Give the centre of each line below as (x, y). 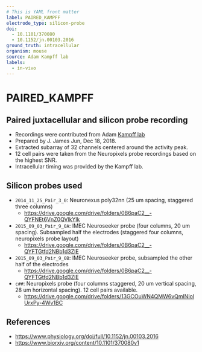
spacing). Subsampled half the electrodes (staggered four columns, (99, 232)
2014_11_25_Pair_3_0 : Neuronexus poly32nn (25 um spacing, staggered (104, 200)
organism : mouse (27, 51)
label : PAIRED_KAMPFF (33, 18)
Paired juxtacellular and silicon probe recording (97, 120)
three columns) (34, 206)
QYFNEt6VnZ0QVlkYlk (52, 219)
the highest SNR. (36, 160)
